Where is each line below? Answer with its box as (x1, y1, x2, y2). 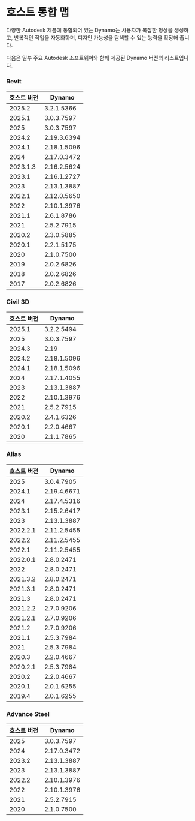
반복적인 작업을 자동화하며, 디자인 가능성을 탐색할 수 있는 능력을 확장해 (14, 34, 178, 41)
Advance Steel (6, 709, 50, 718)
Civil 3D (6, 298, 30, 306)
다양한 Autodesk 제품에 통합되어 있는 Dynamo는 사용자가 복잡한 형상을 (6, 26, 173, 34)
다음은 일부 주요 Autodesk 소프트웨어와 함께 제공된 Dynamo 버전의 (6, 54, 163, 61)
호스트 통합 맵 (6, 5, 69, 19)
